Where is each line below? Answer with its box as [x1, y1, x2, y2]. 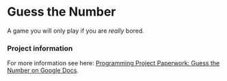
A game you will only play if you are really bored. [7, 27, 145, 35]
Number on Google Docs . [7, 66, 79, 75]
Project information [7, 44, 73, 53]
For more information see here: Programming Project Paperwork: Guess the [7, 59, 220, 67]
